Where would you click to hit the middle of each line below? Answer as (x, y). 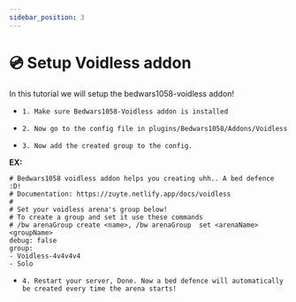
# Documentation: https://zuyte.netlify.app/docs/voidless (120, 194)
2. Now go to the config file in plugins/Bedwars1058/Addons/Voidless (155, 128)
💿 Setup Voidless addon (100, 62)
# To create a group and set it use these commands (106, 217)
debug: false (33, 240)
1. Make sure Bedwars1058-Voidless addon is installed (125, 112)
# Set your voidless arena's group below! (88, 209)
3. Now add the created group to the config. (107, 146)
